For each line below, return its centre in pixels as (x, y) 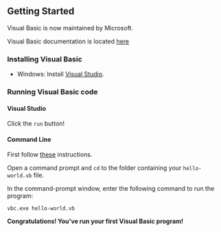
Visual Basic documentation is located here (68, 41)
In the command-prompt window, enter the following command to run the (111, 189)
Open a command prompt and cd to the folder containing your (94, 168)
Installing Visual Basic (45, 59)
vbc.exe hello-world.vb (41, 209)
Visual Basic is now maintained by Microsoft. (70, 28)
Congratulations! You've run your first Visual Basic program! (95, 221)
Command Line (29, 139)
